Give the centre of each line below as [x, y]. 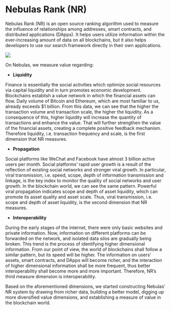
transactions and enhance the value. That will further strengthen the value [83, 123]
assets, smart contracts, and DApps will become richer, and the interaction [84, 260]
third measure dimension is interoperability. [51, 276]
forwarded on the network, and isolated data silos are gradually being [78, 238]
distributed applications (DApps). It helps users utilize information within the [85, 34]
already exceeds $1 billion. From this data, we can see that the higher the [82, 106]
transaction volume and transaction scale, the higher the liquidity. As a [79, 112]
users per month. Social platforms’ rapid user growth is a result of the [78, 164]
